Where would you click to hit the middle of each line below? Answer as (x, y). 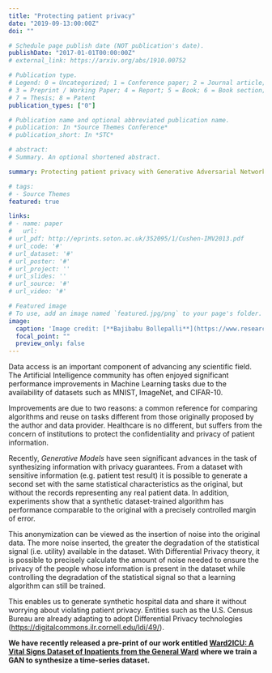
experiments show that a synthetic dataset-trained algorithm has (116, 501)
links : (19, 216)
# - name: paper (36, 224)
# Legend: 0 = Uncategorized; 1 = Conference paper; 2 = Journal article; (137, 83)
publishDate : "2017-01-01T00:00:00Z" (72, 53)
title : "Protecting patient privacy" (72, 16)
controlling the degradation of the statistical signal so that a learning (122, 577)
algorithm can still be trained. (57, 586)
